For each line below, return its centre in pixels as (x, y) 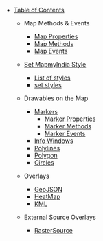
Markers (46, 112)
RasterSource (54, 230)
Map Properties (56, 36)
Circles (44, 163)
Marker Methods (68, 126)
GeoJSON (48, 189)
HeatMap (47, 196)
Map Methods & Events (57, 23)
